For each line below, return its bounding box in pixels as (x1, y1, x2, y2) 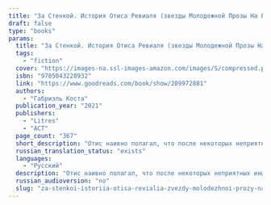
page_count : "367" (15, 132, 78, 140)
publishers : (15, 110, 56, 118)
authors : (15, 86, 45, 95)
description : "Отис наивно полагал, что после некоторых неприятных (15, 169, 251, 178)
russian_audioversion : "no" (15, 177, 110, 186)
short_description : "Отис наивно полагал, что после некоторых (15, 139, 232, 148)
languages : (15, 154, 52, 162)
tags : (15, 49, 35, 57)
